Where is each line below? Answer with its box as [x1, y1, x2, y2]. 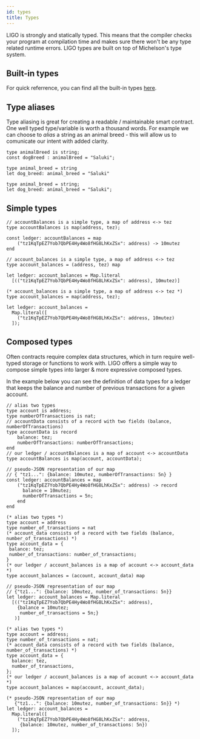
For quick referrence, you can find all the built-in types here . [6, 85, 157, 92]
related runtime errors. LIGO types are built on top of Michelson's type [6, 44, 182, 52]
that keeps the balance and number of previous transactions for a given [6, 384, 185, 391]
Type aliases [6, 102, 55, 113]
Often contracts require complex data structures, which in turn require [6, 353, 181, 360]
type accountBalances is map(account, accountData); [6, 456, 142, 462]
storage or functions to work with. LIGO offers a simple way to [22, 359, 178, 367]
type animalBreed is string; [6, 150, 80, 156]
